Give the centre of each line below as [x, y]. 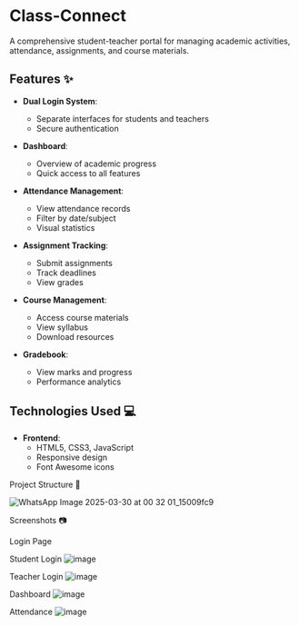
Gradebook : [45, 354]
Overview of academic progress [96, 164]
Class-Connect [68, 16]
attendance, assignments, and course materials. [99, 50]
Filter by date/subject [76, 218]
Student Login [35, 559]
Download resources [75, 336]
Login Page [31, 541]
